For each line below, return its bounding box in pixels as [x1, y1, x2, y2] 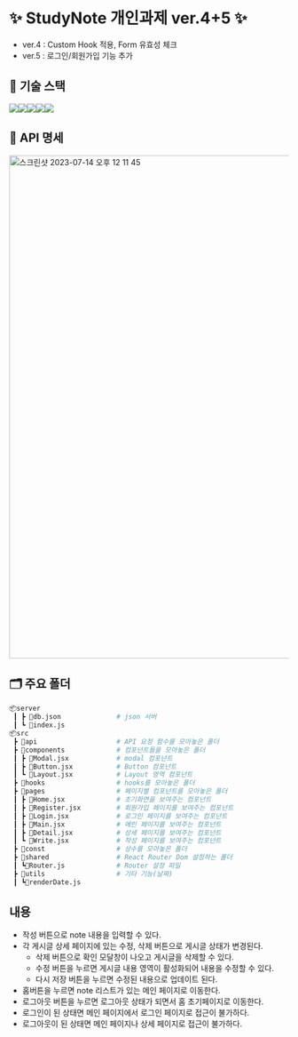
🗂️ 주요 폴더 [9, 676, 71, 691]
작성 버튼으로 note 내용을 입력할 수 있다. [21, 929, 161, 940]
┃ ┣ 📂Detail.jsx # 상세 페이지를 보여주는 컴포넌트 [12, 828, 222, 837]
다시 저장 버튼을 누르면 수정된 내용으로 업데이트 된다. [35, 974, 218, 985]
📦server [9, 704, 42, 714]
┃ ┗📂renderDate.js [12, 877, 82, 887]
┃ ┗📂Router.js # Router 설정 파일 [12, 861, 181, 870]
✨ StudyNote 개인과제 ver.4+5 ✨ [9, 8, 248, 28]
